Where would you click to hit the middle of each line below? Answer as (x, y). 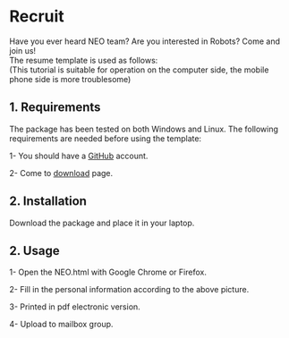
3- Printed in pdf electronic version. (75, 307)
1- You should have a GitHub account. (79, 156)
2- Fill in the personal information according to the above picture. (129, 290)
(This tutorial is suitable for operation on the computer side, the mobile (139, 70)
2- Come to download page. (61, 173)
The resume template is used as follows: (84, 60)
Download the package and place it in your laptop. (102, 223)
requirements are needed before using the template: (106, 138)
